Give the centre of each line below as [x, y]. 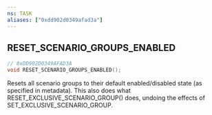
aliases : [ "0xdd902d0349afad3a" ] [55, 20]
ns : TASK [20, 13]
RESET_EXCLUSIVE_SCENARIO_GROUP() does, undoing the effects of [106, 98]
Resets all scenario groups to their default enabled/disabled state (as [105, 83]
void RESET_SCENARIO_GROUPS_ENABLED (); [64, 70]
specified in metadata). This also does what [69, 91]
